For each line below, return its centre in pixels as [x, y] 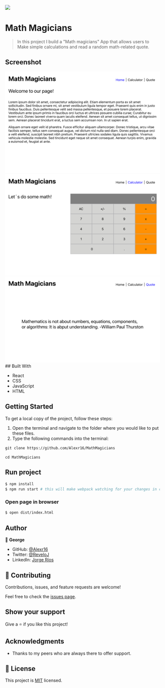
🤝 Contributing [28, 575]
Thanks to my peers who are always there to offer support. [72, 653]
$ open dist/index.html [29, 513]
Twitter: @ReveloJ [30, 554]
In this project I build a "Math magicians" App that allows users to [83, 41]
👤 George [15, 540]
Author [16, 528]
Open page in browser [32, 502]
